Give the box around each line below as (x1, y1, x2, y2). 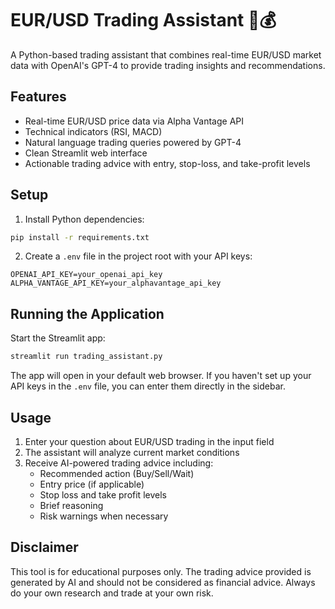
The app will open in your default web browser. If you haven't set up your (10, 370, 312, 382)
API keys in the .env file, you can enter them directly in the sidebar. (10, 380, 286, 392)
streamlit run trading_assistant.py (10, 352, 163, 362)
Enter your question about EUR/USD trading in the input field (24, 435, 275, 447)
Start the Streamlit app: (10, 332, 106, 344)
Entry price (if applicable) (39, 478, 145, 490)
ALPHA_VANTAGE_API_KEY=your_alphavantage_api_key (10, 278, 222, 289)
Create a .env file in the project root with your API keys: (24, 250, 253, 262)
